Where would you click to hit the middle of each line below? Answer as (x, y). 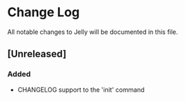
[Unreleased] (37, 54)
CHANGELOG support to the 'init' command (81, 90)
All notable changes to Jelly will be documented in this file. (93, 32)
